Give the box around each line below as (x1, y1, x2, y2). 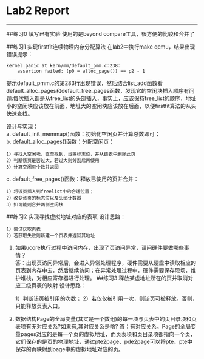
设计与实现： (6, 122, 38, 130)
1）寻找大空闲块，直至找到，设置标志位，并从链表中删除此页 (6, 151, 136, 157)
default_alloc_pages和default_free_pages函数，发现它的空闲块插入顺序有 (6, 87, 189, 94)
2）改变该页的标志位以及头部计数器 (6, 195, 82, 201)
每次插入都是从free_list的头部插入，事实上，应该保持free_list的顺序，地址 (13, 95, 197, 102)
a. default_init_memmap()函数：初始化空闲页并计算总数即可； (6, 130, 160, 137)
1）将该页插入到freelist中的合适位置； (6, 189, 94, 195)
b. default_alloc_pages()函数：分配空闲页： (6, 138, 114, 145)
